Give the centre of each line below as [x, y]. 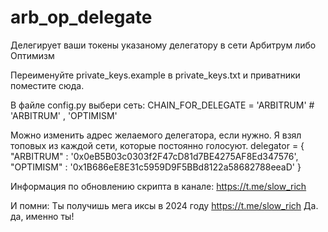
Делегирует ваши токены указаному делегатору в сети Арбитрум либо [163, 45]
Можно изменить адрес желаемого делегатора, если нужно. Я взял [156, 135]
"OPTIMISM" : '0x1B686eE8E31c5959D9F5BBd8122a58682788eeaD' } [156, 167]
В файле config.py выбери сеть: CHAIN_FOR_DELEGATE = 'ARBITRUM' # [162, 105]
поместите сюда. [47, 85]
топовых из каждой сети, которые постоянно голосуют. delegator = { [157, 145]
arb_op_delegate [81, 17]
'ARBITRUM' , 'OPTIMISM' [64, 115]
